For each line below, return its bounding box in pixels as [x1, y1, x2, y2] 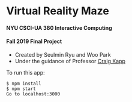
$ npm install [6, 81, 42, 86]
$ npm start [6, 85, 36, 92]
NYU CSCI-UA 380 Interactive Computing [6, 24, 112, 31]
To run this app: [6, 69, 45, 76]
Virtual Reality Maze [6, 4, 109, 18]
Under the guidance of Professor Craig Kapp [14, 57, 126, 64]
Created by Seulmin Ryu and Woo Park [14, 51, 111, 58]
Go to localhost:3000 [6, 91, 61, 97]
